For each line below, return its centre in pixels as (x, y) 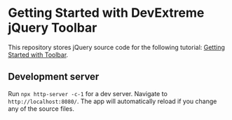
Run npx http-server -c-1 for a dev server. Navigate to (88, 93)
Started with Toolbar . (38, 55)
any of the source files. (41, 108)
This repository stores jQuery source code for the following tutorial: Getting (116, 47)
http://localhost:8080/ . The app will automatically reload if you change (112, 101)
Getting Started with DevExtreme (106, 13)
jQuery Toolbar (53, 28)
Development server (54, 77)
